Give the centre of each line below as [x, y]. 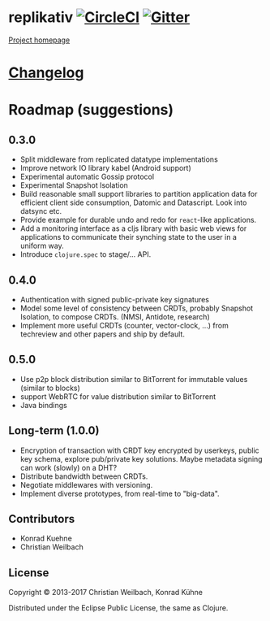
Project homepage [39, 40]
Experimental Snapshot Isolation [74, 185]
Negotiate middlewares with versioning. [86, 484]
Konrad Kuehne [46, 538]
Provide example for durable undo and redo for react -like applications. [138, 220]
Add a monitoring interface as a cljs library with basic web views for [133, 228]
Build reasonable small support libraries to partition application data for [139, 194]
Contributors [42, 519]
